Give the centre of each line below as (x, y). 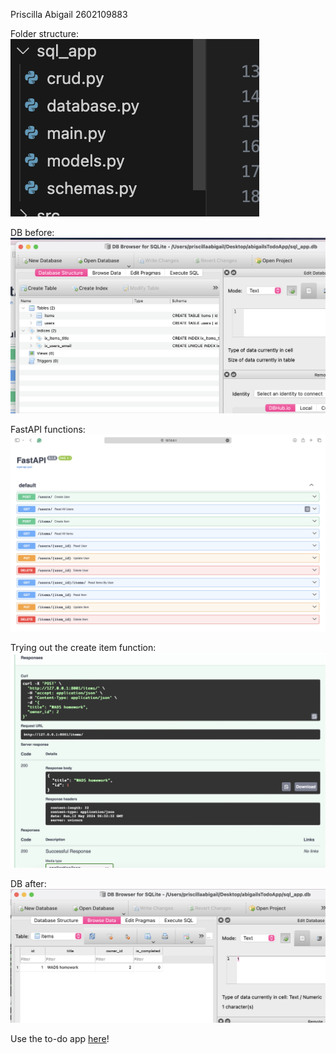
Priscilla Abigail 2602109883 (69, 14)
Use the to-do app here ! (60, 1038)
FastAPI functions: (48, 430)
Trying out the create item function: (83, 648)
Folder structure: (45, 33)
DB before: (32, 232)
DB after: (28, 883)
